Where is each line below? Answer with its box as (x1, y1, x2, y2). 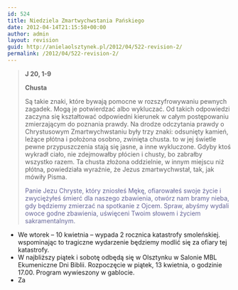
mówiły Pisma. (24, 172, 67, 181)
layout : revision (7, 37, 59, 44)
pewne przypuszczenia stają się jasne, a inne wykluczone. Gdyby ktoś (24, 142, 232, 151)
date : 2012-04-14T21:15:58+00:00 (7, 23, 107, 31)
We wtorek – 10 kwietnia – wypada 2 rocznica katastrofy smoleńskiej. (17, 230, 220, 239)
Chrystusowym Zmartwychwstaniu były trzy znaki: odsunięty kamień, (24, 127, 229, 136)
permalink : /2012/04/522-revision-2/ (7, 50, 119, 58)
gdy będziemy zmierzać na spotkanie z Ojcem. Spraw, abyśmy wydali (24, 201, 229, 210)
